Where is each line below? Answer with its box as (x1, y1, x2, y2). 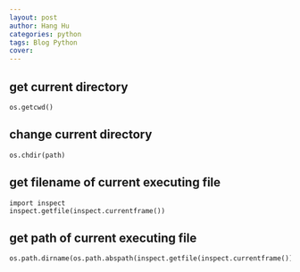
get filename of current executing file (9, 175, 221, 190)
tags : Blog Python (9, 37, 78, 47)
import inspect (9, 198, 66, 208)
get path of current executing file (9, 230, 197, 245)
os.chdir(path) (9, 151, 66, 160)
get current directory (9, 79, 129, 95)
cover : (9, 46, 34, 55)
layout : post (9, 12, 58, 22)
